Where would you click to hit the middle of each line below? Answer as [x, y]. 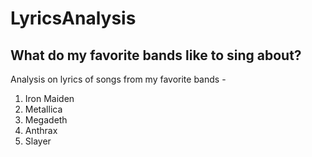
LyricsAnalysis [73, 18]
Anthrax [41, 130]
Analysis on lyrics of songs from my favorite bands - [118, 79]
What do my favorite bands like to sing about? [156, 55]
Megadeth [46, 120]
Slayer [38, 141]
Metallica [43, 109]
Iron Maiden [49, 98]
